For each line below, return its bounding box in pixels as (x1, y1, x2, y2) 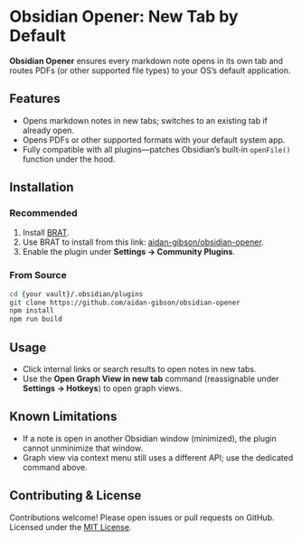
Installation (9, 180, 74, 195)
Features (9, 91, 61, 107)
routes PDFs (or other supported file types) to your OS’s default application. (9, 65, 291, 76)
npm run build (9, 314, 63, 324)
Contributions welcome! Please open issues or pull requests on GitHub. (9, 512, 275, 523)
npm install (9, 306, 54, 315)
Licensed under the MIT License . (9, 521, 132, 532)
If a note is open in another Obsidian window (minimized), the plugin (22, 433, 278, 443)
